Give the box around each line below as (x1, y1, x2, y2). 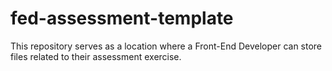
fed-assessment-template (10, 7, 234, 30)
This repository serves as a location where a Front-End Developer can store (10, 40, 323, 52)
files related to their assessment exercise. (10, 50, 182, 62)
